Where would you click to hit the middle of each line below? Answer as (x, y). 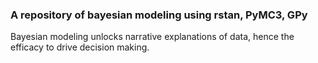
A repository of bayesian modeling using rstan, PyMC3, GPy (159, 15)
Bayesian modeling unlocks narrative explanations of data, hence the (152, 37)
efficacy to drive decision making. (80, 47)
